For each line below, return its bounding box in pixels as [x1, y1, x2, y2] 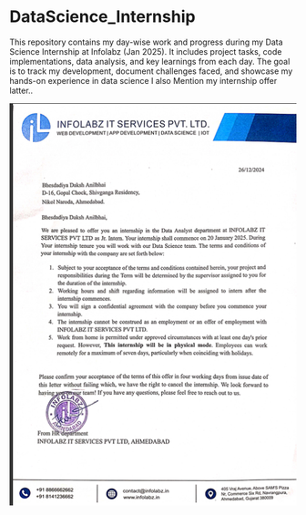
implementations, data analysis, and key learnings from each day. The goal [9, 56, 291, 67]
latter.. [9, 85, 34, 96]
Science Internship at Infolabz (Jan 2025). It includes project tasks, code [9, 46, 282, 57]
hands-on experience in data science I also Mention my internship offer [9, 75, 278, 86]
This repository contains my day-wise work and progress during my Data [9, 36, 284, 47]
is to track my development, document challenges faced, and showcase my [9, 66, 293, 77]
